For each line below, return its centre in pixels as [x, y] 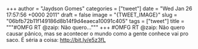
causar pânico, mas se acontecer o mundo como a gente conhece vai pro [97, 34]
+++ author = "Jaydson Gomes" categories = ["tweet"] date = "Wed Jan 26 [99, 9]
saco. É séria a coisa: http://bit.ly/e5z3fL [56, 40]
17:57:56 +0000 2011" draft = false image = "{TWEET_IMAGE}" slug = [92, 15]
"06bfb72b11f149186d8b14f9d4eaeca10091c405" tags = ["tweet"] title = [95, 21]
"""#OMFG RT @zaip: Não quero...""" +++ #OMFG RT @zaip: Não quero [95, 27]
